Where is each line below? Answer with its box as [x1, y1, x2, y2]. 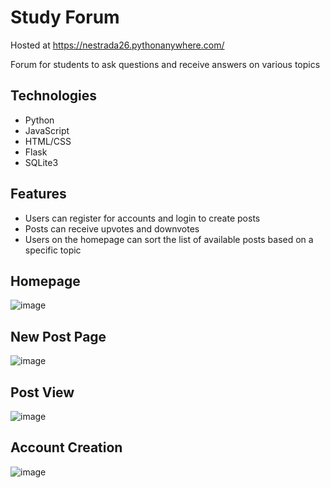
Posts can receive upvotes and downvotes [24, 222, 200, 235]
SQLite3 [24, 156, 59, 168]
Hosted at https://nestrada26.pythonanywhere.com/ [10, 39, 225, 51]
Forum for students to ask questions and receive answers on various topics [10, 58, 321, 70]
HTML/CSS [24, 135, 72, 147]
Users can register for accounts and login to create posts [24, 212, 261, 224]
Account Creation [10, 439, 123, 456]
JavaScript [24, 124, 70, 136]
